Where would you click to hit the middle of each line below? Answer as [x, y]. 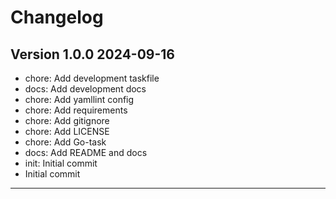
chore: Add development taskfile [92, 78]
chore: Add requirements [76, 110]
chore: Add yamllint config [79, 99]
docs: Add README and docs [86, 152]
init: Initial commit [61, 163]
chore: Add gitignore [67, 120]
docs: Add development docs [85, 89]
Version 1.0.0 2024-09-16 [92, 54]
